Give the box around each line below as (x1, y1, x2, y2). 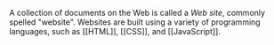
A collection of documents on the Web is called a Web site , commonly (9, 8, 265, 18)
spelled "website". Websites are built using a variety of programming (9, 17, 261, 27)
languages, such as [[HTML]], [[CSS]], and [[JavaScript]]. (9, 26, 221, 36)
